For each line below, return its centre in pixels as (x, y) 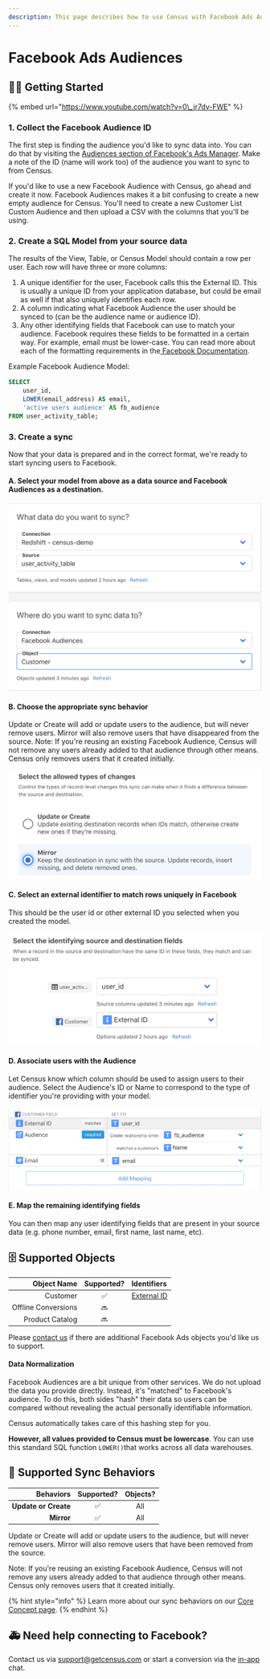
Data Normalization (41, 1364)
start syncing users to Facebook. (63, 463)
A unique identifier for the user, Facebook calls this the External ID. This (138, 283)
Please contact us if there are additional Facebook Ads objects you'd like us (134, 1337)
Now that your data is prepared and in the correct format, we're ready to (128, 454)
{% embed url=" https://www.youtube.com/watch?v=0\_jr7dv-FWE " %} (126, 106)
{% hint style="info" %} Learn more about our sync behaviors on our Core (131, 1601)
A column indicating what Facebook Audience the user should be (128, 308)
